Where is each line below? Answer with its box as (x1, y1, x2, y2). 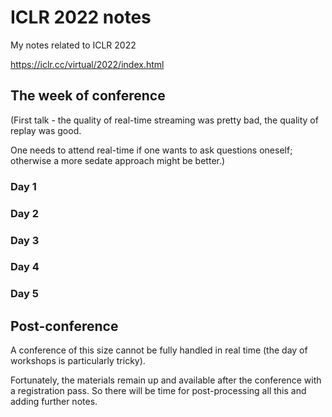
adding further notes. (10, 396, 98, 408)
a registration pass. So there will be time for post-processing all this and (10, 385, 307, 397)
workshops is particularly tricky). (10, 355, 146, 367)
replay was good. (10, 124, 82, 136)
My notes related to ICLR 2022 (10, 39, 137, 51)
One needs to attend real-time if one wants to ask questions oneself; (10, 144, 293, 156)
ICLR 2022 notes (10, 6, 152, 29)
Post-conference (10, 317, 119, 335)
